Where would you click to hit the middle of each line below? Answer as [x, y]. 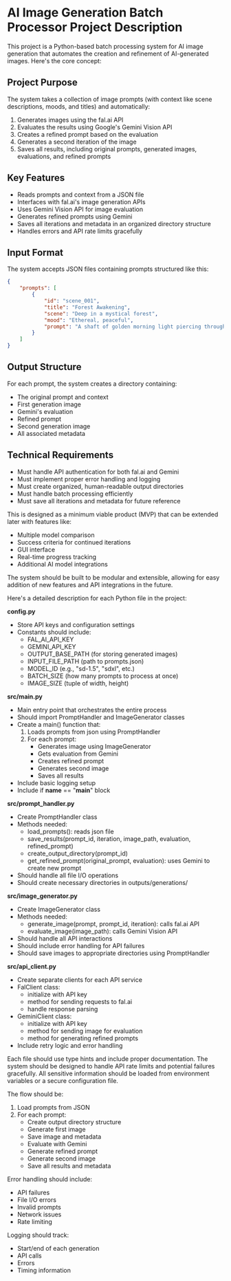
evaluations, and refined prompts [64, 156]
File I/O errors [37, 1200]
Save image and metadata [64, 1137]
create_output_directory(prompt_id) [78, 853]
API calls [30, 1256]
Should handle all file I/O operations [68, 875]
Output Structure [44, 367]
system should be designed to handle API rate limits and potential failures [111, 1066]
